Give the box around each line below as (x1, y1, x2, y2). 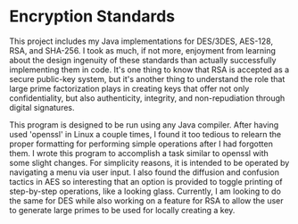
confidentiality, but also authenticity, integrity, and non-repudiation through (9, 92, 286, 104)
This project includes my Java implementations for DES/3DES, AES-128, (9, 36, 274, 46)
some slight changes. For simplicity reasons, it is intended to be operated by (9, 157, 290, 168)
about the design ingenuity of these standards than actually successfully (9, 54, 277, 65)
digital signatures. (9, 102, 75, 112)
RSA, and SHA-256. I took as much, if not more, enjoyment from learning (9, 45, 277, 55)
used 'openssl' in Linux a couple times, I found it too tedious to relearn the (9, 129, 282, 139)
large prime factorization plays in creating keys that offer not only (9, 83, 250, 94)
